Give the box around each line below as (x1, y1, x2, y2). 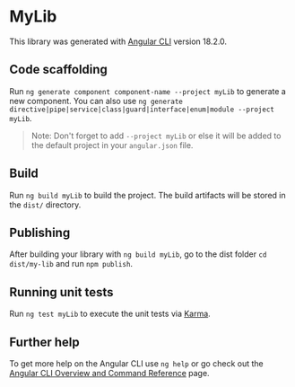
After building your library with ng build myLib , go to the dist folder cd (9, 249, 267, 259)
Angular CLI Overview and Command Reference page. (9, 368, 210, 378)
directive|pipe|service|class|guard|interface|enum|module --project (9, 105, 275, 114)
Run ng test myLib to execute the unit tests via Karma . (9, 308, 211, 320)
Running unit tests (9, 285, 114, 300)
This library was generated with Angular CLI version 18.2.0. (9, 36, 227, 47)
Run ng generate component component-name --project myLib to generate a (9, 85, 287, 96)
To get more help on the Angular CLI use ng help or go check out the (9, 358, 264, 369)
